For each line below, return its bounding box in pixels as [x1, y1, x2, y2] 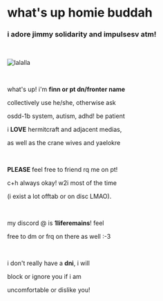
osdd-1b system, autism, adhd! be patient [7, 112, 126, 120]
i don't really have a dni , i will [7, 259, 90, 267]
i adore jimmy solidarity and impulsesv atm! [7, 30, 157, 39]
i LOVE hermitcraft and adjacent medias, [7, 126, 122, 134]
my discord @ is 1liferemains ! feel [7, 219, 104, 227]
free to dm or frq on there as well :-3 [7, 233, 111, 241]
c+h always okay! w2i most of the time [7, 179, 117, 187]
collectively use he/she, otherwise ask [7, 99, 116, 107]
